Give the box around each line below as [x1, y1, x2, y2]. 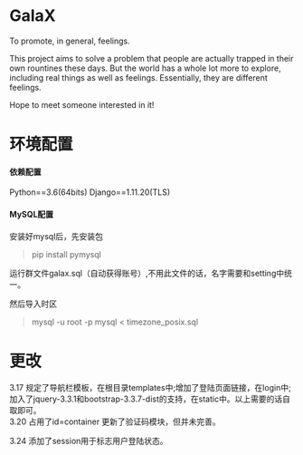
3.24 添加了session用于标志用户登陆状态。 [9, 436, 169, 447]
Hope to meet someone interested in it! [9, 99, 155, 110]
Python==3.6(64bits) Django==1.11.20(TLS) [9, 187, 171, 198]
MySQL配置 [9, 208, 54, 219]
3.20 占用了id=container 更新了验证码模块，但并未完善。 [9, 416, 222, 427]
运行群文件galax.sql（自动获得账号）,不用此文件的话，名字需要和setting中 [9, 267, 285, 278]
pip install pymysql [31, 248, 101, 259]
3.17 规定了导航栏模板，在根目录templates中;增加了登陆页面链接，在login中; [9, 382, 291, 393]
